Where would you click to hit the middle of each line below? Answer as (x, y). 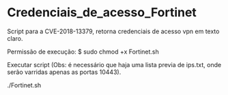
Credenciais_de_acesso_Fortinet (102, 13)
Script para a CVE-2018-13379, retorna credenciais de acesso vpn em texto (113, 31)
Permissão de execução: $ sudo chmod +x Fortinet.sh (83, 52)
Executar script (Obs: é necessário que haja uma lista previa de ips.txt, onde (114, 64)
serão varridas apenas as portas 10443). (64, 72)
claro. (15, 38)
